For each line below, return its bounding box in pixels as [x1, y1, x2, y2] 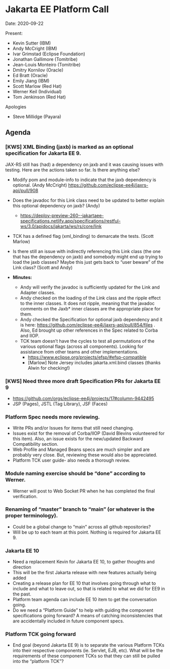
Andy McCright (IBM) [12, 45, 57, 51]
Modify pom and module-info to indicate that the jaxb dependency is [12, 177, 156, 183]
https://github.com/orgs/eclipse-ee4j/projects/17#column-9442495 [12, 395, 154, 401]
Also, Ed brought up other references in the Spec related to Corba [20, 327, 158, 333]
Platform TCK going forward [5, 630, 76, 638]
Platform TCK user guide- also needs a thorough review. [12, 457, 130, 464]
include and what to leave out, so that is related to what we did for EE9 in [12, 586, 165, 592]
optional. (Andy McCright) [12, 182, 67, 188]
